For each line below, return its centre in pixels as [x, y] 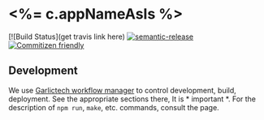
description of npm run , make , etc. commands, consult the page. [114, 107]
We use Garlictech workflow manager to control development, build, [123, 90]
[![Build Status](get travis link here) [67, 36]
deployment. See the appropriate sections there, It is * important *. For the [132, 99]
